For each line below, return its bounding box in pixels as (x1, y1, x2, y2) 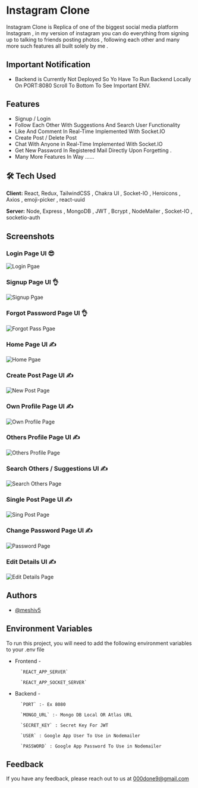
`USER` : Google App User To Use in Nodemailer (20, 733, 141, 738)
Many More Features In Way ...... (14, 153, 95, 160)
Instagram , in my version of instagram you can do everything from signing (6, 29, 189, 36)
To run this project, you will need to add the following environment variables (6, 639, 192, 647)
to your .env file (6, 645, 45, 653)
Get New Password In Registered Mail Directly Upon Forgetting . (14, 147, 172, 154)
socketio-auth (6, 214, 40, 221)
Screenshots (6, 231, 55, 242)
